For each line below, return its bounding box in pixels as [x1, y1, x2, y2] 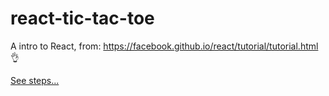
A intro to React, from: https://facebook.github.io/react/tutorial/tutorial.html [10, 40, 319, 52]
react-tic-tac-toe [10, 7, 155, 30]
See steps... [10, 74, 60, 86]
